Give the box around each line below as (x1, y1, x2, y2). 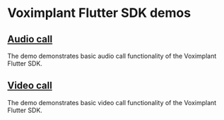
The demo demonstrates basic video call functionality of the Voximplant (7, 98, 217, 107)
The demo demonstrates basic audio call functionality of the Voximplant (7, 52, 217, 60)
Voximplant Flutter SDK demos (7, 5, 191, 21)
